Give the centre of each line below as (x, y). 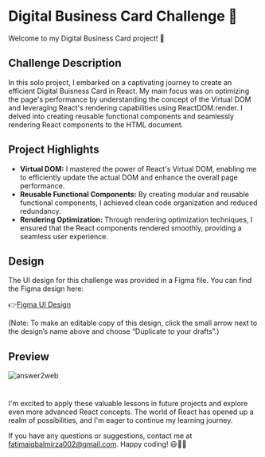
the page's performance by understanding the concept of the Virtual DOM (130, 99)
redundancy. (40, 211)
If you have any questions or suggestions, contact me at (100, 436)
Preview (29, 356)
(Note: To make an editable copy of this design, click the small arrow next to (133, 323)
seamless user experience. (64, 236)
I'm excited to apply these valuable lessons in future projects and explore (128, 404)
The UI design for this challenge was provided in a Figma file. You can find (130, 281)
